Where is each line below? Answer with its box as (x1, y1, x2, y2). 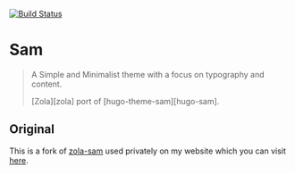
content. (30, 79, 63, 89)
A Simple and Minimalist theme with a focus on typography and (30, 69, 265, 79)
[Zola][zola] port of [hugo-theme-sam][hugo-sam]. (30, 95, 220, 106)
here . (9, 154, 29, 165)
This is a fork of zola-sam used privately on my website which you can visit (9, 145, 286, 156)
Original (9, 121, 55, 137)
